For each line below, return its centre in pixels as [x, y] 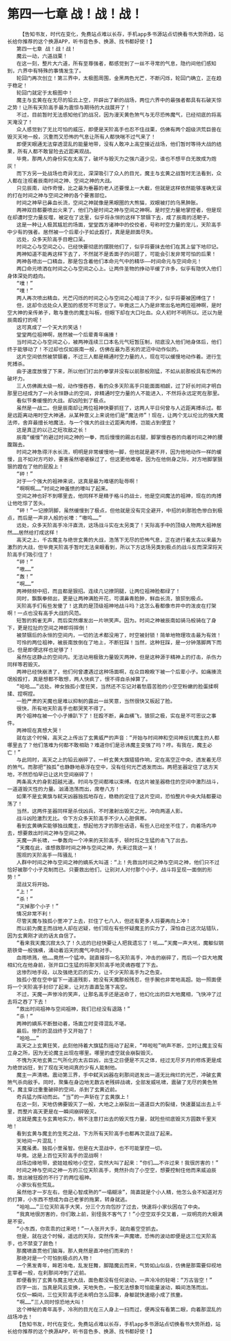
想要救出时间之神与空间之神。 [53, 833]
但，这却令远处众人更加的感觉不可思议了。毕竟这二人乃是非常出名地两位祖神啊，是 [117, 305]
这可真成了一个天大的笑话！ [50, 327]
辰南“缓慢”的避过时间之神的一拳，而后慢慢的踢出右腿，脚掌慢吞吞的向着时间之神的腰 [119, 437]
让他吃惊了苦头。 [28, 503]
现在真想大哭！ [45, 731]
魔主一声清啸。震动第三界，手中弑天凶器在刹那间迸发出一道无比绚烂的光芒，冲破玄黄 [119, 1075]
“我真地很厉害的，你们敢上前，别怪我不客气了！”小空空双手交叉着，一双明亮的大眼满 [119, 1214]
